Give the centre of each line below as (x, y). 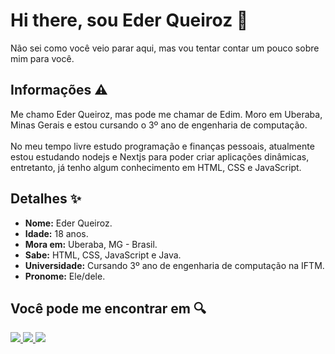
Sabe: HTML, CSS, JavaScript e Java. (103, 255)
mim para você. (42, 58)
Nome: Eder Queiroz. (68, 223)
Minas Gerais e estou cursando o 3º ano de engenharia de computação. (159, 125)
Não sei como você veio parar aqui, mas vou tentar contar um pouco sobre (165, 48)
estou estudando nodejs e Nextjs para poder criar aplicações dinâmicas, (160, 156)
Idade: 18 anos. (56, 233)
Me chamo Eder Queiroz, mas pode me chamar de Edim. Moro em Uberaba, (166, 114)
